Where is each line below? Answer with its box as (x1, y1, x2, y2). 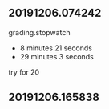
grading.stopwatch (8, 27, 71, 37)
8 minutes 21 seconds (19, 43, 92, 53)
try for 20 (8, 67, 40, 77)
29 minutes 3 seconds (19, 51, 94, 61)
